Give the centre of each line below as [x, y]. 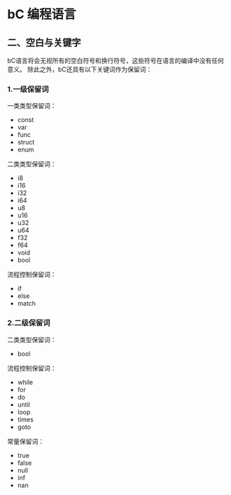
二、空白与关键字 [44, 42]
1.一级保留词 [28, 89]
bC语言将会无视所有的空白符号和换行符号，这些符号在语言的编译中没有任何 [115, 61]
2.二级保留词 [29, 323]
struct [26, 142]
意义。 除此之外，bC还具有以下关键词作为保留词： [80, 69]
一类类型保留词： [32, 106]
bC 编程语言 [42, 14]
